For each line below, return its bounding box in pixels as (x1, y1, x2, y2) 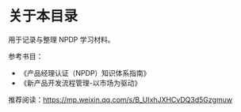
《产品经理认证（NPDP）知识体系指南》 (19, 68, 151, 77)
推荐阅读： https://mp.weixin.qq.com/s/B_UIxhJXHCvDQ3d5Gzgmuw (8, 95, 232, 104)
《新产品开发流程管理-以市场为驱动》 (19, 78, 142, 88)
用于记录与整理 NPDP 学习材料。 (8, 35, 115, 44)
